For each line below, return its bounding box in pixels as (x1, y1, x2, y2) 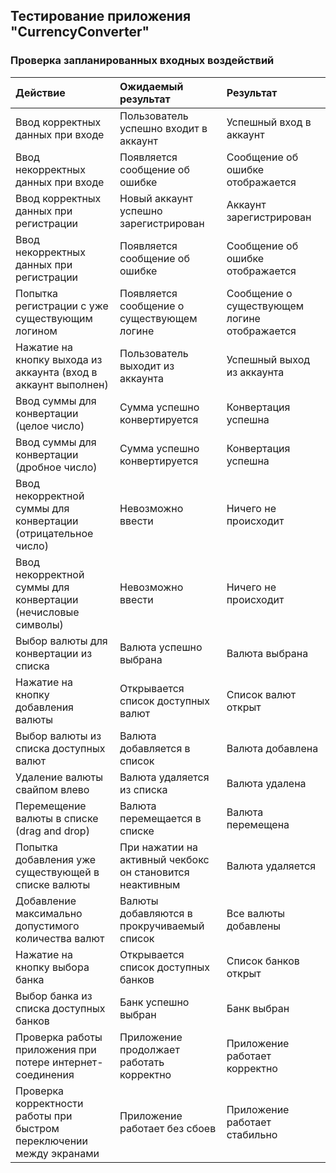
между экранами (15, 1146, 100, 1160)
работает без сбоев (119, 1121, 217, 1135)
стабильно (226, 1127, 278, 1141)
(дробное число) (15, 460, 98, 474)
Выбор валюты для (15, 634, 108, 648)
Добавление (15, 894, 77, 908)
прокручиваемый (119, 919, 205, 933)
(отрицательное (15, 526, 94, 540)
